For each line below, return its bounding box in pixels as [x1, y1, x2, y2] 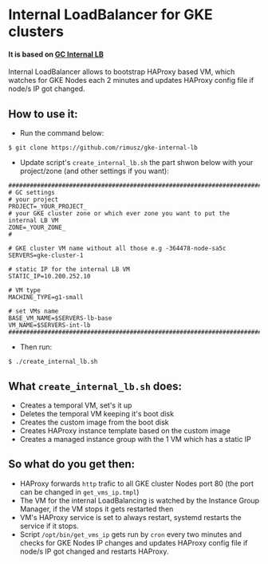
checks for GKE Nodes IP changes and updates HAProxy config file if [19, 538, 248, 547]
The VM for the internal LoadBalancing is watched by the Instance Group [19, 495, 260, 505]
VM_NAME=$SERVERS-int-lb [8, 321, 91, 329]
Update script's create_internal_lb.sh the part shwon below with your [19, 158, 254, 168]
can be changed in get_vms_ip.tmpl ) [19, 487, 140, 496]
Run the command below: [19, 128, 104, 138]
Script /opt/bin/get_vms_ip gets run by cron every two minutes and [19, 529, 242, 539]
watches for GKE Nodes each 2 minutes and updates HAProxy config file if [8, 76, 254, 85]
